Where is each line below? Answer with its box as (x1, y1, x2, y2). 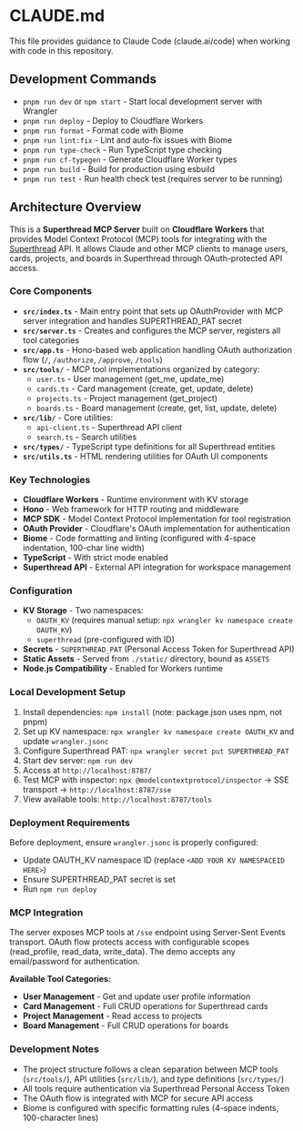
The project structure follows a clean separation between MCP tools (22, 1064, 279, 1075)
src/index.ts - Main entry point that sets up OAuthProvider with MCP (22, 306, 284, 317)
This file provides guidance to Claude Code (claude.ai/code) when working (9, 35, 291, 46)
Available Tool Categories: (9, 974, 112, 985)
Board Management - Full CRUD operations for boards (22, 1020, 229, 1031)
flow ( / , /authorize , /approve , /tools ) (22, 354, 164, 365)
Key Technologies (9, 473, 91, 486)
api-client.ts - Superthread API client (35, 421, 183, 432)
